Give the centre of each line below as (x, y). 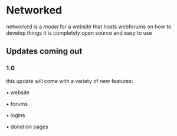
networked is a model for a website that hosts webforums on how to (89, 26)
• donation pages (27, 127)
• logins (16, 115)
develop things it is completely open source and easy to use (79, 32)
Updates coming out (44, 52)
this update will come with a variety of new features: (70, 81)
